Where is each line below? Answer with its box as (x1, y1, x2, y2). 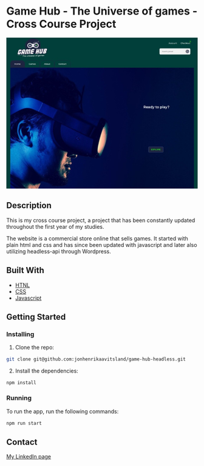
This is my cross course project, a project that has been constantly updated (6, 217, 195, 224)
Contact (6, 437, 38, 447)
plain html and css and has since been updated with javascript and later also (6, 241, 197, 248)
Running (6, 394, 32, 402)
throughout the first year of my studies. (6, 223, 104, 230)
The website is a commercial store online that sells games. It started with (6, 235, 188, 242)
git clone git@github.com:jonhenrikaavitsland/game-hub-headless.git (6, 356, 186, 362)
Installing (6, 330, 35, 339)
